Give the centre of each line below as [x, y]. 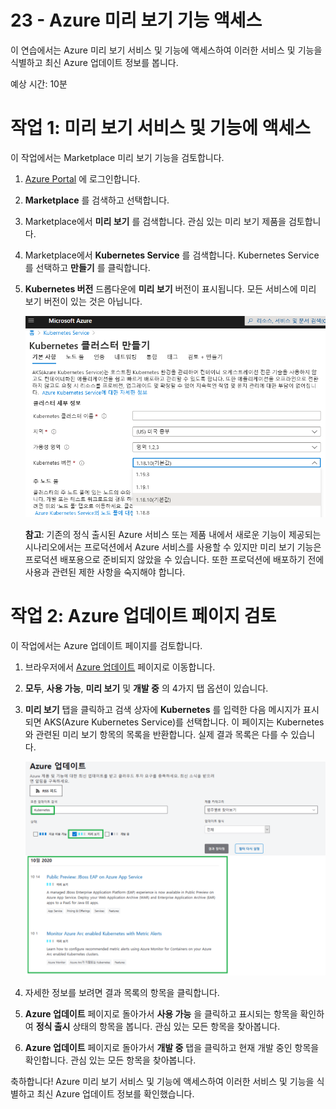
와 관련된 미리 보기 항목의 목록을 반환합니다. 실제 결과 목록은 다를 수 [156, 734]
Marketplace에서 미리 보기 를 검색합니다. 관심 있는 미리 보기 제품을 [155, 221]
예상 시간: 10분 [39, 83]
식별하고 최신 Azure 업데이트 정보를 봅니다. [94, 62]
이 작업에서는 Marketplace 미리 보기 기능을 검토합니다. [117, 157]
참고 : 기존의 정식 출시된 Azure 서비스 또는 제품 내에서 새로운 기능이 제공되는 [173, 534]
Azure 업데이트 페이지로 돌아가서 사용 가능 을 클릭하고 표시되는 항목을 [161, 1014]
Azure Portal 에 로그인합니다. [82, 178]
